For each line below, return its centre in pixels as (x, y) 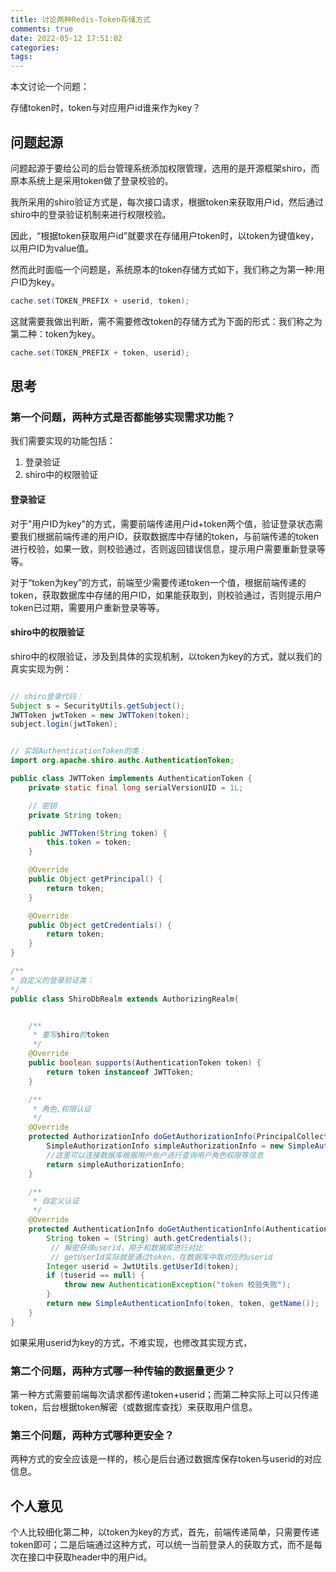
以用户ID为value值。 (52, 248)
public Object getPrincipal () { (95, 879)
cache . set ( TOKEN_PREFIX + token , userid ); (100, 352)
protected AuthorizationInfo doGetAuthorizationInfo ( (142, 1137)
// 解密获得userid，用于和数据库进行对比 (126, 1247)
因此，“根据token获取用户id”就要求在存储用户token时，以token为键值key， (165, 235)
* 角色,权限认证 (62, 1109)
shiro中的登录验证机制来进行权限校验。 (91, 214)
